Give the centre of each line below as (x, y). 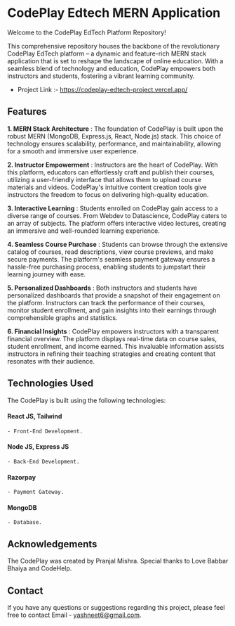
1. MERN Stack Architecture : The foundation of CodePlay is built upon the (115, 129)
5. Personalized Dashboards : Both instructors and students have (102, 288)
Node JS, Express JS (38, 447)
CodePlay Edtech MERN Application (114, 13)
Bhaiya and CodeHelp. (40, 568)
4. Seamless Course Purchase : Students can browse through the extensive (117, 244)
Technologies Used (50, 384)
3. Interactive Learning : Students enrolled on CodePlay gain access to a (113, 208)
